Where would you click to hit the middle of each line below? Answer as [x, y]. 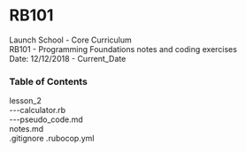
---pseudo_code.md [46, 119]
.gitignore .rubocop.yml [52, 139]
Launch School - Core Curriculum [71, 40]
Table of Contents [49, 81]
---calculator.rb [38, 110]
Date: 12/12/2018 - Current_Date [68, 58]
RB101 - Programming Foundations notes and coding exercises [123, 49]
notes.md [27, 129]
